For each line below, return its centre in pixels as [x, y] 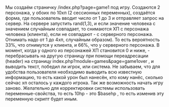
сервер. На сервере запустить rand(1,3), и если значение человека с [80, 23]
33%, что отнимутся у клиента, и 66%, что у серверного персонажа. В [82, 45]
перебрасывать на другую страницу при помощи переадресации [77, 56]
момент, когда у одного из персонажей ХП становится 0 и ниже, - [78, 50]
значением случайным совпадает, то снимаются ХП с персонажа [77, 29]
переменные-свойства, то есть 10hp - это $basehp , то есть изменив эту [85, 94]
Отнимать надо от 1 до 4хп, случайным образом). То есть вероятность [83, 40]
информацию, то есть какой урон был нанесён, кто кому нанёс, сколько [84, 77]
